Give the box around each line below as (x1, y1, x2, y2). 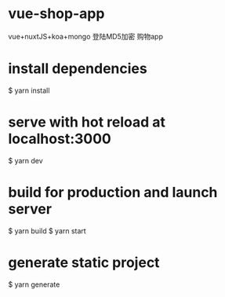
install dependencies (8, 60, 147, 78)
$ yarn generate (8, 280, 60, 289)
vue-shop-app (8, 5, 105, 23)
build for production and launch (8, 184, 218, 201)
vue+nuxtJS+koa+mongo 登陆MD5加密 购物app (8, 31, 163, 41)
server (8, 200, 53, 218)
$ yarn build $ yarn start (8, 225, 86, 236)
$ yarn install (8, 86, 50, 95)
